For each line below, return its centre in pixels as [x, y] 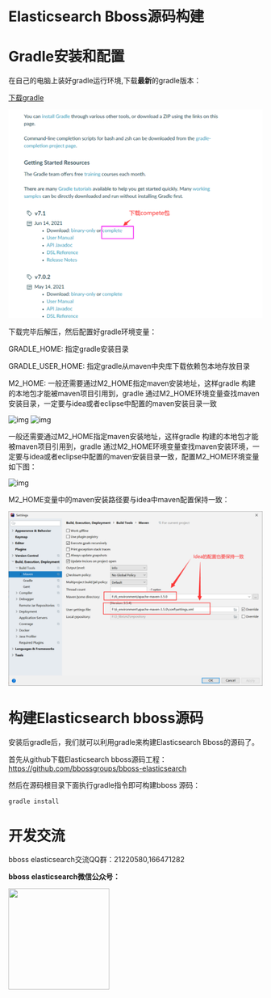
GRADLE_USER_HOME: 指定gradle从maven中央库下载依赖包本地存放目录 [129, 366]
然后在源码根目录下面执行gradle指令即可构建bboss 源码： [104, 784]
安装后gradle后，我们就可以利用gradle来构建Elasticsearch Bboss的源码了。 [134, 742]
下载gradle [26, 98]
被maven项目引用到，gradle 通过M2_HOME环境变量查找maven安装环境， [130, 446]
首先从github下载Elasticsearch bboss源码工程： [88, 759]
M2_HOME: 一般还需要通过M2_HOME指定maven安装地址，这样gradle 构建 [132, 383]
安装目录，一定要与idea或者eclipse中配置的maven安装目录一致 [113, 404]
